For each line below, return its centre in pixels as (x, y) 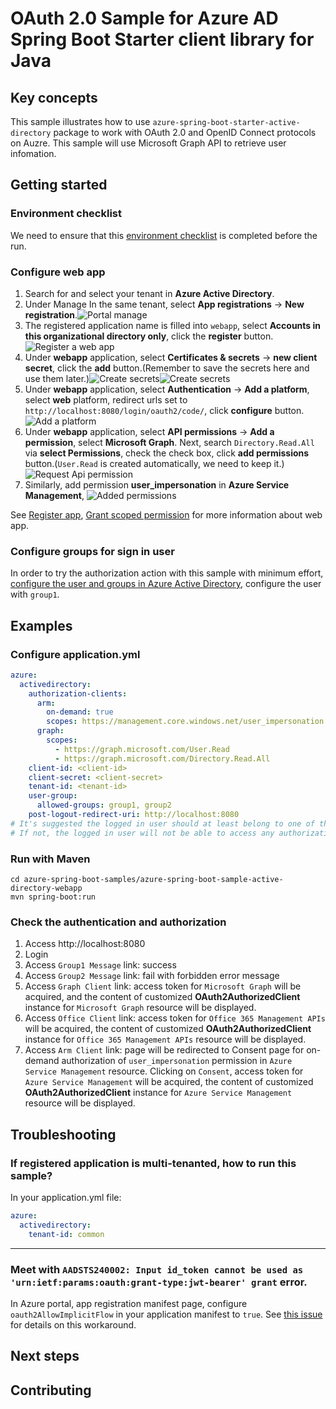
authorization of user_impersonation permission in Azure (177, 1061)
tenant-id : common (66, 1234)
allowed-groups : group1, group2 (104, 805)
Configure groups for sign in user (92, 551)
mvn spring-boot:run (53, 897)
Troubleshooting (63, 1134)
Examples (41, 625)
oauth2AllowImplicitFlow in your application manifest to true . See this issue (166, 1314)
